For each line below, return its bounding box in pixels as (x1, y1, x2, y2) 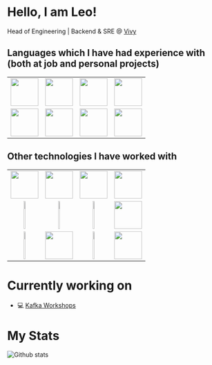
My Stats (7, 328, 60, 344)
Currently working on (7, 278, 133, 293)
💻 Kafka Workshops (17, 301, 76, 309)
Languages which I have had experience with (7, 47, 206, 59)
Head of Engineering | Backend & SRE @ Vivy (7, 27, 137, 35)
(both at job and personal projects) (7, 58, 160, 70)
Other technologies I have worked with (7, 150, 177, 163)
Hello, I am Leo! (7, 4, 97, 20)
